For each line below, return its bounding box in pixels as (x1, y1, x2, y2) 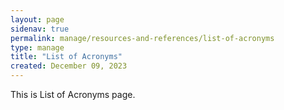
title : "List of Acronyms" (10, 52, 123, 62)
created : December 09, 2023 (10, 61, 128, 71)
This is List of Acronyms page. (10, 89, 136, 100)
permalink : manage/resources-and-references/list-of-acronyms (10, 33, 275, 43)
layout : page (10, 14, 65, 25)
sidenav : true (10, 24, 70, 34)
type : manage (10, 42, 65, 53)
